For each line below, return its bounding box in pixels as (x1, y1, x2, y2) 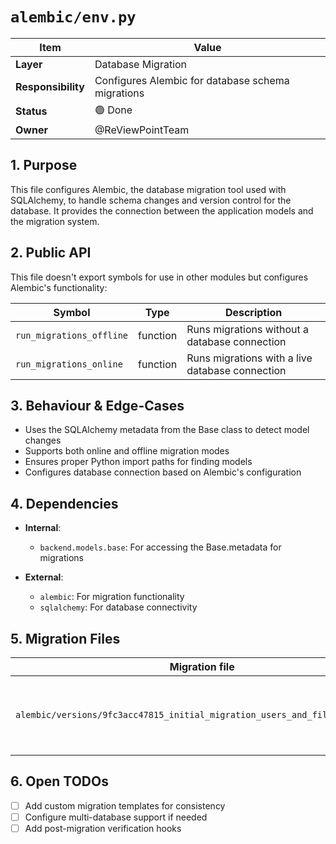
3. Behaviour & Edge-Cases (10, 397, 185, 414)
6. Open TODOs (10, 773, 109, 790)
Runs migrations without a (186, 322, 309, 336)
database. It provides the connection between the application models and (10, 204, 314, 217)
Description (224, 305, 283, 319)
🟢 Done (94, 103, 133, 117)
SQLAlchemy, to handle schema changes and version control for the (10, 194, 292, 206)
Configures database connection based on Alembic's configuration (24, 466, 302, 478)
